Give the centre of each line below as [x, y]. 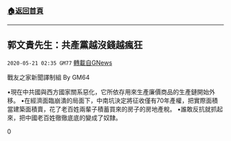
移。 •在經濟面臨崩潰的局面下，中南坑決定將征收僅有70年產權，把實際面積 [113, 100]
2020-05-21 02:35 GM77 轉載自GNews [60, 63]
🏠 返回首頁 [25, 10]
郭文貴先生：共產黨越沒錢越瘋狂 [75, 45]
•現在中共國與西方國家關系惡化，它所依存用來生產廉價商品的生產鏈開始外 [111, 92]
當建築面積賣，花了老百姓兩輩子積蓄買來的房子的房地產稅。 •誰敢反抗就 [109, 109]
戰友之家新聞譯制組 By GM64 [48, 78]
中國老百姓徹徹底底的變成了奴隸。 [73, 118]
